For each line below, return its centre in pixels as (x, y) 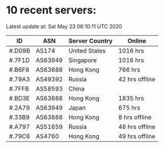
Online (137, 40)
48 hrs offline (137, 126)
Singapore (83, 60)
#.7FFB (19, 88)
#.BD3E (20, 98)
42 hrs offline (137, 79)
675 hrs (129, 108)
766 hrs (129, 70)
